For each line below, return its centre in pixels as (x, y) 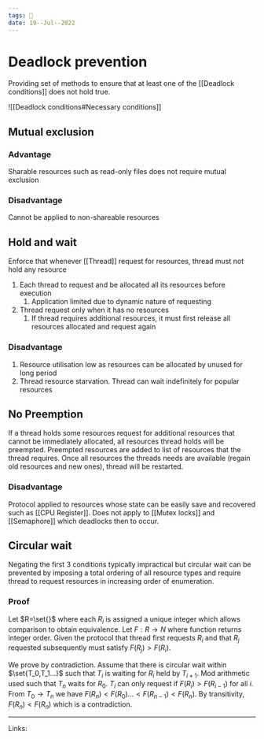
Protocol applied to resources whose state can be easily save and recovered (132, 504)
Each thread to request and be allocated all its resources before (122, 285)
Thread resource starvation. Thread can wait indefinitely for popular (129, 381)
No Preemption (46, 414)
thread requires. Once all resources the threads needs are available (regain (129, 459)
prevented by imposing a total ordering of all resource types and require (125, 573)
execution (36, 293)
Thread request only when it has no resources (94, 310)
